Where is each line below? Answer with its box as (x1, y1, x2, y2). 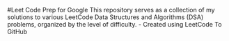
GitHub (7, 27, 28, 36)
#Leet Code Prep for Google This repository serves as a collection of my (7, 6, 215, 14)
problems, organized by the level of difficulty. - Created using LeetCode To (7, 20, 222, 28)
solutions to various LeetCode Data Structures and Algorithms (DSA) (7, 13, 204, 21)
